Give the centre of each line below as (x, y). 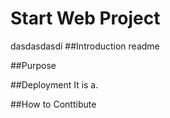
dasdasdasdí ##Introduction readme (85, 46)
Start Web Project (85, 18)
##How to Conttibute (53, 104)
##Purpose (33, 65)
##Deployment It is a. (54, 84)
